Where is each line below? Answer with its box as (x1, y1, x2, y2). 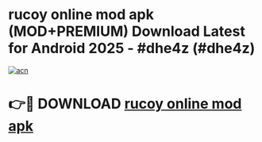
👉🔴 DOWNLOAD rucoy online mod (8, 95, 242, 113)
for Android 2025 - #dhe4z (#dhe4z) (8, 40, 256, 57)
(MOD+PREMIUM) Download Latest (8, 22, 246, 40)
